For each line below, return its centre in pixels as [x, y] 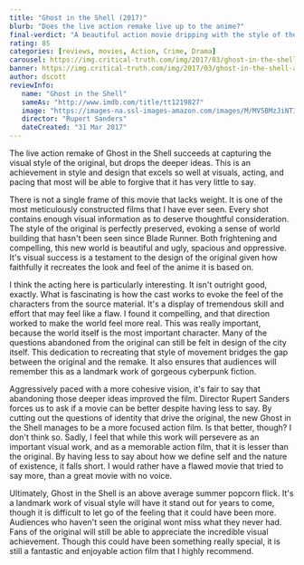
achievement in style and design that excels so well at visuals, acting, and [147, 172]
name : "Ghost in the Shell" [74, 93]
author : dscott [38, 77]
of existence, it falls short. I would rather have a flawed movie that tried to [147, 466]
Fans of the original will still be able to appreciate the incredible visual [139, 532]
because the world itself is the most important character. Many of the [138, 333]
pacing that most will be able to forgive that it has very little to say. [133, 182]
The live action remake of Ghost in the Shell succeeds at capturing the [140, 153]
